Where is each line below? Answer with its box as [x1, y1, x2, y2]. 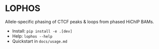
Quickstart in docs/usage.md [12, 38, 68, 44]
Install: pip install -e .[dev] [12, 28, 72, 34]
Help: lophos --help [12, 33, 53, 39]
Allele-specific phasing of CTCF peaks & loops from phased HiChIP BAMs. [5, 19, 154, 24]
